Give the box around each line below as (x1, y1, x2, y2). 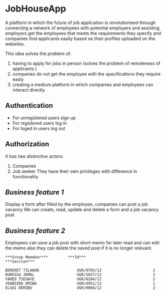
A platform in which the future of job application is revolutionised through (5, 20, 156, 26)
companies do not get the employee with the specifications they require (12, 71, 161, 77)
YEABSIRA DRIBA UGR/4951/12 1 (5, 281, 155, 286)
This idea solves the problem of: (5, 51, 71, 57)
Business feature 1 (5, 188, 64, 196)
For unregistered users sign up (12, 115, 76, 121)
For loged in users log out (12, 125, 65, 131)
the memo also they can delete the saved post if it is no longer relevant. (5, 245, 152, 251)
